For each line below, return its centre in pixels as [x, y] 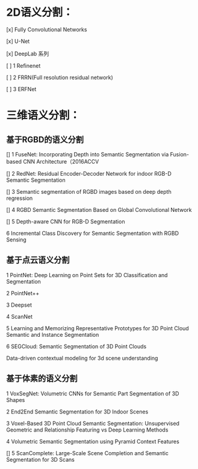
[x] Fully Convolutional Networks [47, 29]
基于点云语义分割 [38, 260]
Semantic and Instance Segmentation [53, 334]
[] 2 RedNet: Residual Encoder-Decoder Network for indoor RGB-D [89, 173]
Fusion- [180, 154]
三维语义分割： [43, 116]
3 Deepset [19, 305]
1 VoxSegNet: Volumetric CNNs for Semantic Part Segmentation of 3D [93, 394]
